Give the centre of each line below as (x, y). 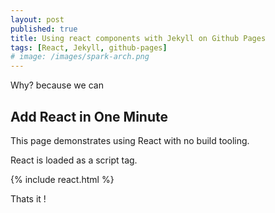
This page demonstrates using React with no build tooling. (130, 140)
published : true (44, 29)
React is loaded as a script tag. (74, 160)
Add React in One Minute (89, 116)
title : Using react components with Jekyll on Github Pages (138, 38)
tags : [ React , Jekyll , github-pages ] (89, 47)
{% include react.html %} (62, 179)
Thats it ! (28, 198)
